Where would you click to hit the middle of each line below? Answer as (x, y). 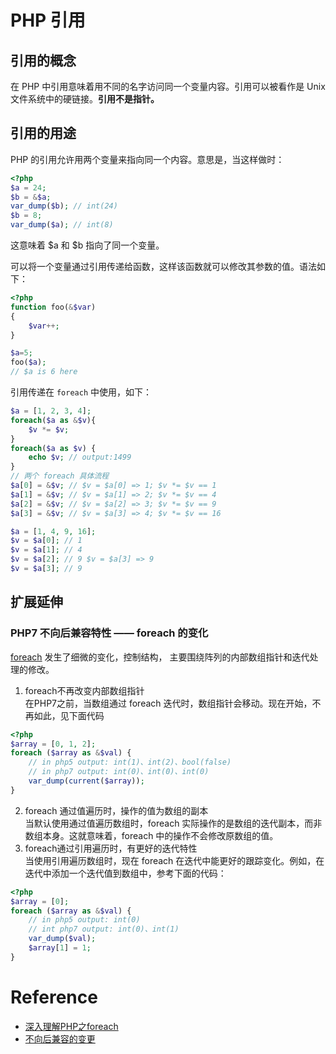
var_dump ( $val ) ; (62, 939)
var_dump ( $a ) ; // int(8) (62, 225)
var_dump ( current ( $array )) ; (86, 781)
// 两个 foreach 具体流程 (60, 476)
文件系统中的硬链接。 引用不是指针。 (85, 99)
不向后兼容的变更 (60, 1038)
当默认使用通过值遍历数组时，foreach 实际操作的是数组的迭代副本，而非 (173, 823)
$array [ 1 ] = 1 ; (60, 948)
